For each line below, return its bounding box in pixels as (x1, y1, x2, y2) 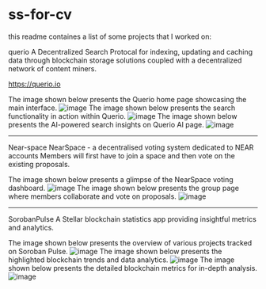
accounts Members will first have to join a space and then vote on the (8, 150, 235, 160)
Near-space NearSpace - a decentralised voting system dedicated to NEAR (8, 143, 254, 152)
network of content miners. (8, 63, 97, 73)
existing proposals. (8, 159, 70, 169)
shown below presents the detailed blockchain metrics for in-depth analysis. (8, 263, 257, 272)
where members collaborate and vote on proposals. (8, 192, 177, 201)
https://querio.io (8, 79, 61, 89)
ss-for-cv (8, 6, 73, 24)
